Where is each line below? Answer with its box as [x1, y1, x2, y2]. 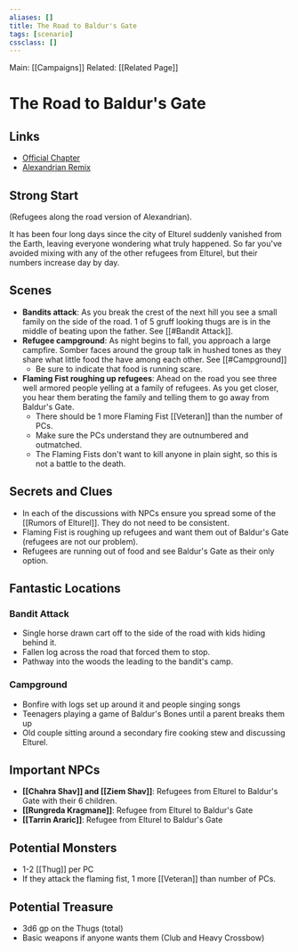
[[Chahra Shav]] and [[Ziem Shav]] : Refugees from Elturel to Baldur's [21, 786, 278, 797]
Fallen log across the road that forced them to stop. [21, 647, 211, 658]
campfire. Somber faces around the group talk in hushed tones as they [21, 344, 282, 355]
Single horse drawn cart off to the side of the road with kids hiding [21, 628, 266, 638]
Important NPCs [9, 763, 101, 778]
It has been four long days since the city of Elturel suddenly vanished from [9, 229, 282, 240]
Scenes [9, 283, 52, 299]
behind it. [21, 637, 57, 648]
